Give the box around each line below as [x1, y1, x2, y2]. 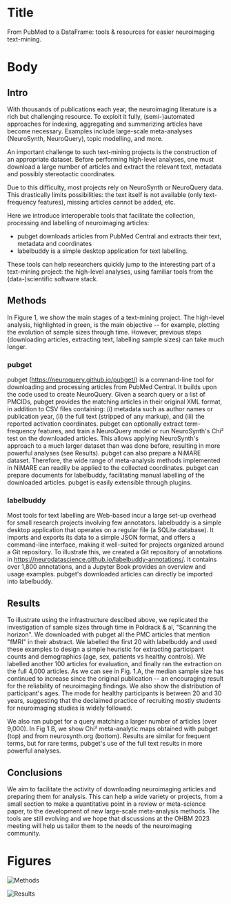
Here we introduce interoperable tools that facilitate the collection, [7, 211, 195, 219]
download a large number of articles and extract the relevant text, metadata [7, 162, 222, 171]
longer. [7, 342, 28, 350]
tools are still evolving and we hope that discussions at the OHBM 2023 [7, 814, 210, 822]
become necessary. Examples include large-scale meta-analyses [7, 126, 193, 135]
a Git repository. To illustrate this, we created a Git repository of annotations [7, 548, 223, 556]
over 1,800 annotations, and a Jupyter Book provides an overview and [7, 563, 206, 571]
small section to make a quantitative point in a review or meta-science [7, 800, 206, 808]
